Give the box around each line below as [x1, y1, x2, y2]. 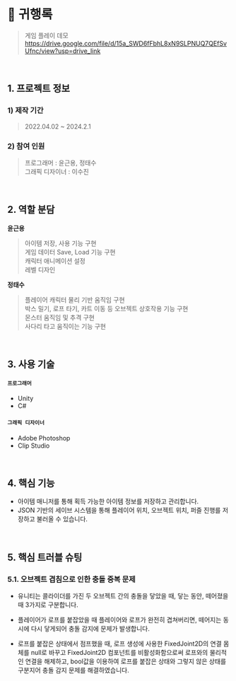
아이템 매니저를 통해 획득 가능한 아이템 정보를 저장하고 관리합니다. [17, 497, 199, 506]
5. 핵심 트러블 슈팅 [7, 551, 83, 563]
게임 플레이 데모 [24, 31, 69, 40]
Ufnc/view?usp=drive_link [24, 47, 101, 55]
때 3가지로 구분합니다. [17, 600, 79, 609]
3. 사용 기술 [7, 359, 55, 371]
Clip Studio [17, 441, 50, 450]
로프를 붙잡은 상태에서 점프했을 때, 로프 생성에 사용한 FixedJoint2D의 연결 [17, 639, 223, 648]
